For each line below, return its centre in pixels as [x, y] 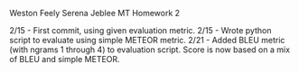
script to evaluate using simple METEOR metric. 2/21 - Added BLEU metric [147, 40]
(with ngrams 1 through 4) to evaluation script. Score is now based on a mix [150, 50]
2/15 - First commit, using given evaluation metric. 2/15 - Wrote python [140, 30]
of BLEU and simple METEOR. [65, 59]
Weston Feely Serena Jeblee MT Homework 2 [95, 13]
